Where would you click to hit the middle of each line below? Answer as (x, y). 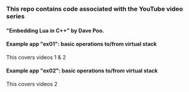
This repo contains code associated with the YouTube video (95, 9)
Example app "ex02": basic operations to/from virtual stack (82, 71)
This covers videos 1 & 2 (36, 57)
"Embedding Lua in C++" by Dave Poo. (55, 30)
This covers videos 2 (32, 84)
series (16, 16)
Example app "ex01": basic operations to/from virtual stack (82, 44)
